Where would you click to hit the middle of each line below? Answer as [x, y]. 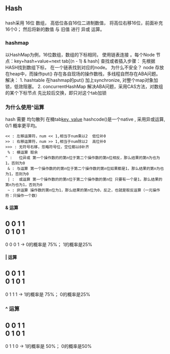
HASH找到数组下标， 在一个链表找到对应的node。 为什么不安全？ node [80, 67]
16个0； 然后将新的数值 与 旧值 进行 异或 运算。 [55, 29]
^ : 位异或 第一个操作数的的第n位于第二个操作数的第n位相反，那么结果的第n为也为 [83, 158]
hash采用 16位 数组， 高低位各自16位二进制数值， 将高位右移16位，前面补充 [84, 23]
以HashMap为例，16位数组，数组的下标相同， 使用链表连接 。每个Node [80, 54]
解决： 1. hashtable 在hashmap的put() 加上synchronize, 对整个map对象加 [82, 80]
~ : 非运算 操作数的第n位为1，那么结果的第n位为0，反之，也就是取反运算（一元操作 [84, 190]
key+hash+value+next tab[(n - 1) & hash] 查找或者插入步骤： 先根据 [85, 61]
